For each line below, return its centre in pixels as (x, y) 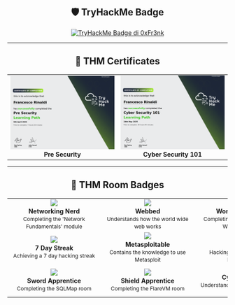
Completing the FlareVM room (148, 289)
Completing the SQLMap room (54, 289)
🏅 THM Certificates (117, 61)
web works (148, 227)
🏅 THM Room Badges (117, 185)
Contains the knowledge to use (148, 252)
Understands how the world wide (148, 219)
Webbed (148, 211)
